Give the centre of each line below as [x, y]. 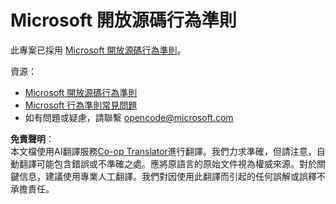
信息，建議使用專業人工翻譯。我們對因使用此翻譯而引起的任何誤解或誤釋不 [172, 176]
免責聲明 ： [32, 138]
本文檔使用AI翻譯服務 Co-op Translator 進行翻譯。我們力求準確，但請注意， [163, 151]
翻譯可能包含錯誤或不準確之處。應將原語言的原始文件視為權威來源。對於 [167, 163]
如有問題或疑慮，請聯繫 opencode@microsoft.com [129, 117]
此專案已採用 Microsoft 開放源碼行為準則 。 [98, 50]
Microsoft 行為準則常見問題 [81, 105]
